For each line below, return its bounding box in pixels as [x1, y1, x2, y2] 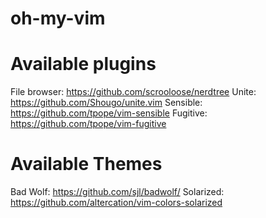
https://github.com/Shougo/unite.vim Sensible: [10, 97, 203, 109]
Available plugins [10, 53, 157, 76]
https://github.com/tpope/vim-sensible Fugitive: [10, 107, 208, 119]
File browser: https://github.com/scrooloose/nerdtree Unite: [10, 86, 257, 98]
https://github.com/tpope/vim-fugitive [10, 118, 167, 130]
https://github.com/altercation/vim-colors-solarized [10, 197, 223, 209]
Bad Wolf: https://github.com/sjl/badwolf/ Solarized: [10, 186, 225, 198]
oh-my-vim [10, 7, 106, 30]
